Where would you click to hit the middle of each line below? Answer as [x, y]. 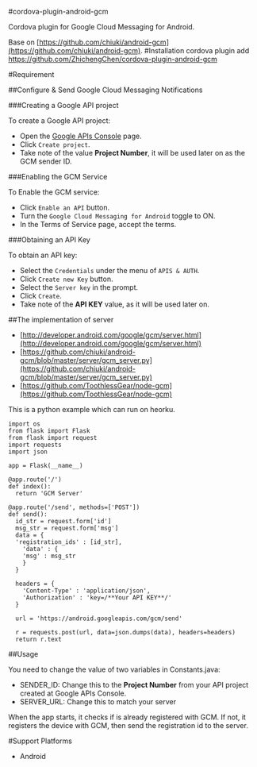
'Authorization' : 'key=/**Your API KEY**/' [97, 598]
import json [28, 452]
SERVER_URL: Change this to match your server [98, 701]
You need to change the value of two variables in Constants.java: [114, 669]
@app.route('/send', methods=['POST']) [74, 507]
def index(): [30, 487]
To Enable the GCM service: [54, 192]
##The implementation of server [61, 320]
